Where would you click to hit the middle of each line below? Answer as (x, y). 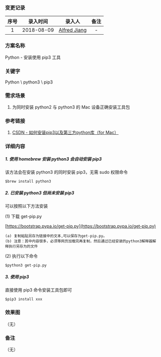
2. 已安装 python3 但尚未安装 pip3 (40, 193)
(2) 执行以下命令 (21, 256)
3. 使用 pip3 (17, 276)
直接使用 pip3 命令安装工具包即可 (39, 290)
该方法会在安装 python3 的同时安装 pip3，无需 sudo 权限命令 (67, 172)
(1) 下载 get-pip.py (24, 216)
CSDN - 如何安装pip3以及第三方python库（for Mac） (65, 132)
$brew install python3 (28, 182)
